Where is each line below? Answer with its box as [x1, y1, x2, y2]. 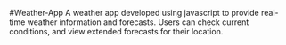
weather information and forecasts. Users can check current [27, 17, 249, 27]
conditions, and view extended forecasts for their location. [9, 26, 224, 36]
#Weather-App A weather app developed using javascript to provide [9, 8, 260, 18]
